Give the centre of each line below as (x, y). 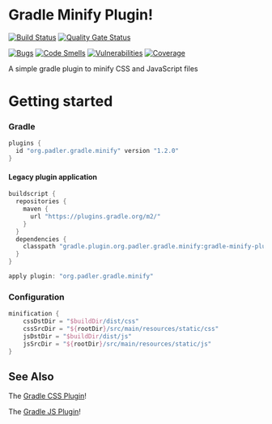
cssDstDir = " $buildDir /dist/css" (81, 321)
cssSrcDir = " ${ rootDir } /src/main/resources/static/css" (121, 329)
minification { (34, 314)
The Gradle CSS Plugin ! (48, 396)
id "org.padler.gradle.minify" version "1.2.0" (98, 151)
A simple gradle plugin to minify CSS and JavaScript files (103, 68)
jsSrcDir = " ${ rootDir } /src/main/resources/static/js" (117, 344)
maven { (36, 209)
